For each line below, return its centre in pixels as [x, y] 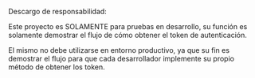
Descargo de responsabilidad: [58, 11]
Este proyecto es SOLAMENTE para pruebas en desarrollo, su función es [128, 26]
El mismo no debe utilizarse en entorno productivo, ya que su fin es [119, 50]
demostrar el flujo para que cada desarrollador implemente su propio [122, 59]
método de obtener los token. [57, 67]
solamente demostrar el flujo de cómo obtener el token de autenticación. [127, 35]
